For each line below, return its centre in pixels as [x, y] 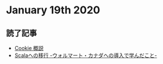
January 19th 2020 [53, 10]
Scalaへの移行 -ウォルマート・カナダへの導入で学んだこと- [86, 55]
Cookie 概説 [29, 48]
